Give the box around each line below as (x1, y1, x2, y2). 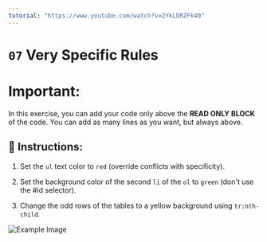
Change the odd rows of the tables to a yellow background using (19, 201, 233, 210)
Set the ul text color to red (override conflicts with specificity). (19, 161, 226, 171)
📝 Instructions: (8, 140, 84, 154)
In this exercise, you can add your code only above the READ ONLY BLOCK (8, 108, 256, 118)
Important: (8, 83, 80, 100)
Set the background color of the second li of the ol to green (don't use (19, 177, 254, 186)
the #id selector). (19, 185, 77, 195)
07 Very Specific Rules (8, 45, 159, 64)
